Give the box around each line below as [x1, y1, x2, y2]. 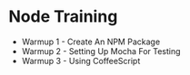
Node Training [8, 6, 118, 27]
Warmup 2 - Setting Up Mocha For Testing [21, 45, 181, 56]
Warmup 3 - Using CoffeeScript [21, 55, 141, 66]
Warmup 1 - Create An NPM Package [21, 36, 161, 47]
